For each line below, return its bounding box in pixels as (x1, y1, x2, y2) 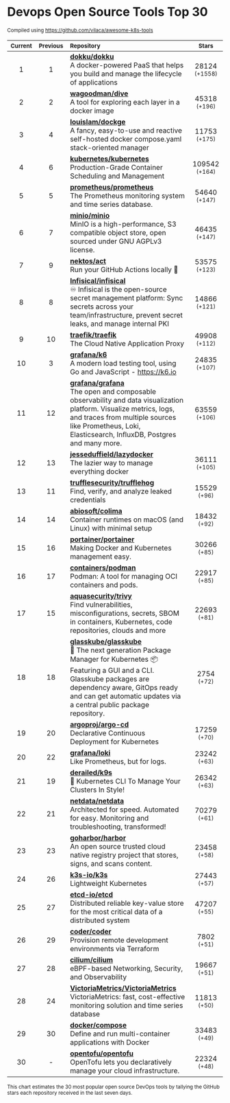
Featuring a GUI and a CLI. (69, 665, 155, 675)
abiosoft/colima (69, 506, 123, 515)
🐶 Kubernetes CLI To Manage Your (69, 776, 181, 786)
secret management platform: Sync (69, 293, 183, 302)
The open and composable (69, 386, 156, 396)
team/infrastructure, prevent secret (69, 310, 183, 320)
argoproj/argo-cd (69, 720, 129, 729)
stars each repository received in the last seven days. (7, 1089, 133, 1096)
